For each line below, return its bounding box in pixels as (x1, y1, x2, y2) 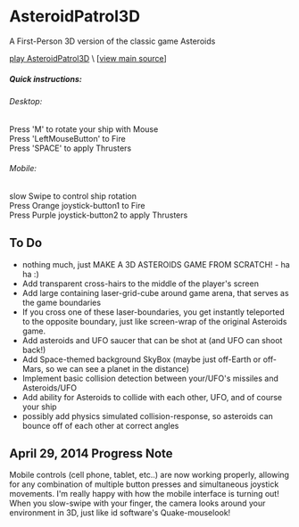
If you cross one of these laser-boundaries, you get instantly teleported (21, 306, 285, 317)
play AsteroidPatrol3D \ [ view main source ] (9, 53, 167, 63)
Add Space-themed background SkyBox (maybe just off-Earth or (21, 354, 262, 365)
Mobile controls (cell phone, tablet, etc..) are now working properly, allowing (9, 470, 290, 481)
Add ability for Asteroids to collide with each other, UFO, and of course (21, 391, 283, 402)
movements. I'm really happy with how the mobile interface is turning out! (9, 489, 279, 499)
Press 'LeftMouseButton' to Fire (9, 133, 127, 144)
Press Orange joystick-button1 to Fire (9, 200, 145, 210)
